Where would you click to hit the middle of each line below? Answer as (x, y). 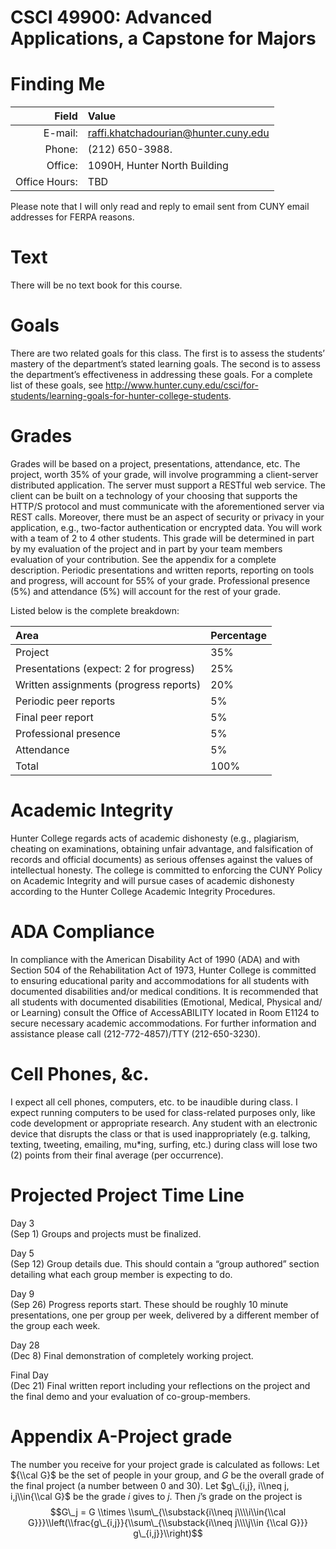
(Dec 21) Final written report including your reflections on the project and (160, 1385)
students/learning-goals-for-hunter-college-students (119, 395)
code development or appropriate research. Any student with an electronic (164, 1123)
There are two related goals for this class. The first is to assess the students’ (168, 353)
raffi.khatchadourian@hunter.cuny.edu (178, 133)
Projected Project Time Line (127, 1195)
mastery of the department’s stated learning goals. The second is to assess (165, 364)
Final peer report (54, 717)
